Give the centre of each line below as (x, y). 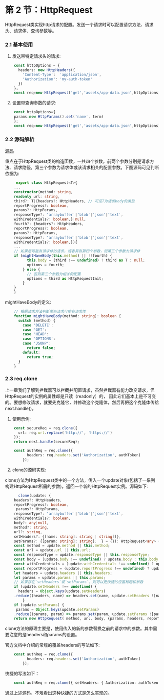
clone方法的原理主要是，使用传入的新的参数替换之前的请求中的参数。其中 (79, 628)
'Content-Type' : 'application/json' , (62, 75)
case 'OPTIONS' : (39, 339)
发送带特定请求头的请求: (36, 56)
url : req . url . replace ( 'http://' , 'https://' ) (65, 433)
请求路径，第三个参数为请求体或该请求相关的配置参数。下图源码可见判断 (86, 168)
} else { (31, 269)
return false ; (41, 348)
